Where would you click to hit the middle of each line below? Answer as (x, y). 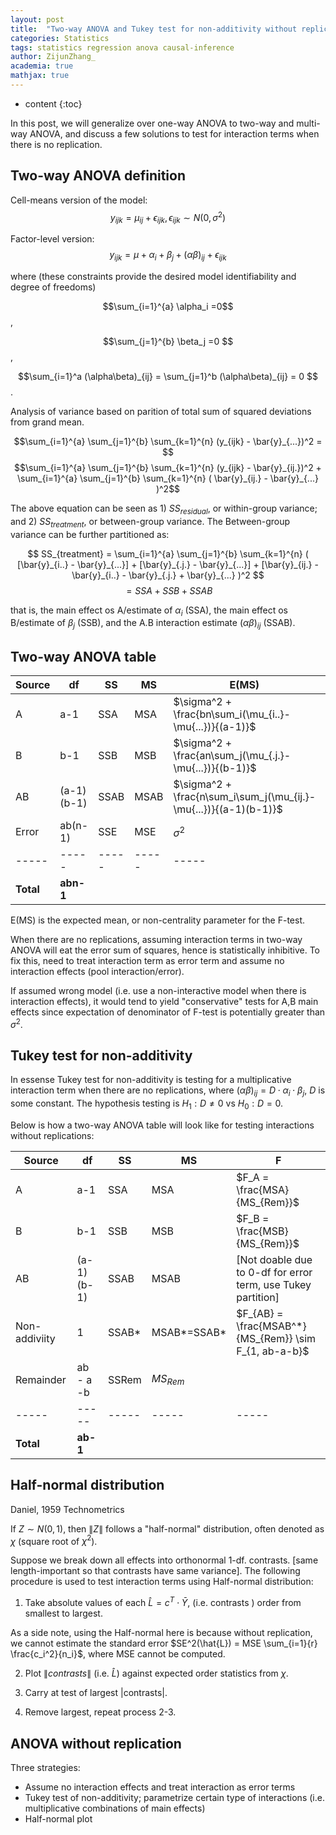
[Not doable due (274, 1259)
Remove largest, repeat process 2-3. (100, 1712)
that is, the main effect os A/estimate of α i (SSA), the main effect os (149, 611)
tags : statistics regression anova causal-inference (122, 47)
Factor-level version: (52, 239)
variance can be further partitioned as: (90, 534)
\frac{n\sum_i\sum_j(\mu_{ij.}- (245, 796)
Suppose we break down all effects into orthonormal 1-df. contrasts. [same (164, 1560)
